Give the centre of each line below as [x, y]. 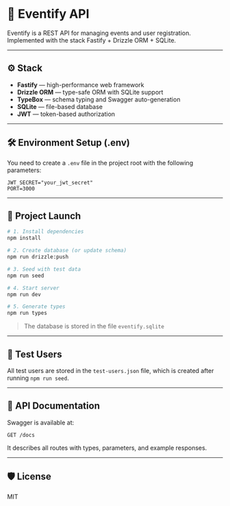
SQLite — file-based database [60, 106]
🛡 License [29, 477]
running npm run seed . [38, 378]
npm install [24, 238]
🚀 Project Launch [44, 216]
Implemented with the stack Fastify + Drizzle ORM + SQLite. [92, 40]
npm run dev [24, 294]
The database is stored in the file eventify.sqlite [94, 326]
